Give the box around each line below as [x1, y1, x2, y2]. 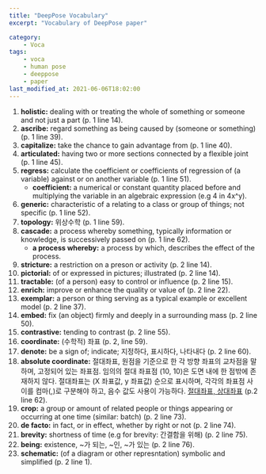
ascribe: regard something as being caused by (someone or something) [20, 124, 256, 133]
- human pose [23, 63, 66, 71]
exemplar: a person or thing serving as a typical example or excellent [20, 293, 248, 303]
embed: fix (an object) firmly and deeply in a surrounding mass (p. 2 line [20, 310, 258, 319]
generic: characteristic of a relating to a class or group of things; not [20, 199, 245, 208]
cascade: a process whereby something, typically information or [20, 226, 232, 235]
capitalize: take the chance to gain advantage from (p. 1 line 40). [20, 140, 233, 150]
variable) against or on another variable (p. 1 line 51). [20, 174, 192, 183]
